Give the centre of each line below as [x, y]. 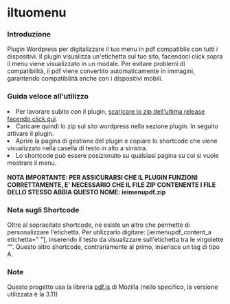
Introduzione [29, 34]
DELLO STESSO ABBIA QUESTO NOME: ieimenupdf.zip [87, 192]
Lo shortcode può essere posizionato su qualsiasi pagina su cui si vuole [117, 155]
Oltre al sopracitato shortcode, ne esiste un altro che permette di [99, 225]
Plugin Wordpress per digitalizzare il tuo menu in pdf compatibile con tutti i [113, 49]
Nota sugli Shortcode [43, 210]
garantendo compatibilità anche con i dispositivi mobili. [85, 79]
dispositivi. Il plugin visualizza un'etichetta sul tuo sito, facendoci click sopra [115, 57]
